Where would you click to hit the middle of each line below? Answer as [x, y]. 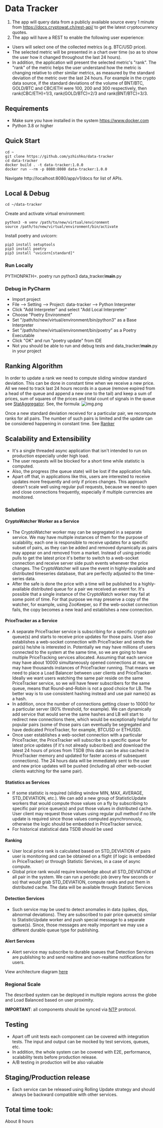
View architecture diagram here [36, 971]
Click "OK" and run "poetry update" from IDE [57, 340]
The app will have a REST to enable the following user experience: [78, 37]
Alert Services [20, 941]
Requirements [27, 109]
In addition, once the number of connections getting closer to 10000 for [83, 704]
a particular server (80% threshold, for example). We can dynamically [82, 709]
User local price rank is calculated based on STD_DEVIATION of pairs [81, 851]
